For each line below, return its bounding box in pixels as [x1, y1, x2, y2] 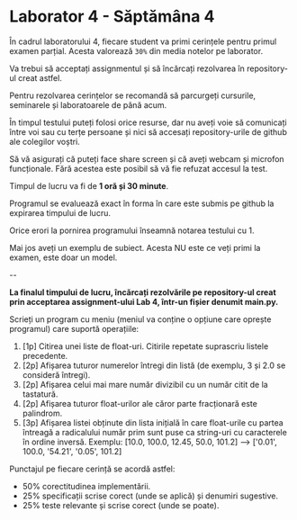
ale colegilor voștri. [9, 136, 81, 147]
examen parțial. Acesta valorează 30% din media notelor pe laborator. [9, 45, 264, 56]
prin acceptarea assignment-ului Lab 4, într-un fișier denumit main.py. [9, 296, 279, 307]
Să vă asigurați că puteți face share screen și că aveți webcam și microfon [9, 153, 285, 164]
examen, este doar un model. [9, 252, 118, 263]
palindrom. [22, 408, 63, 418]
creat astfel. [17, 72, 63, 83]
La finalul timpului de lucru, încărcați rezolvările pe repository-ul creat [9, 286, 276, 298]
